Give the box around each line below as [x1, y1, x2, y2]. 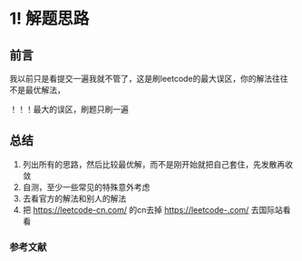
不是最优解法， [9, 85, 65, 95]
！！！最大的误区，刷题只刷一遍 [9, 104, 129, 115]
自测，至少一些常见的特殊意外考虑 [22, 181, 151, 192]
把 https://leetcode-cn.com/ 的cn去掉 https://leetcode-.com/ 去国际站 [22, 204, 284, 215]
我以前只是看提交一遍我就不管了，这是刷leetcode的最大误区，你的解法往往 [9, 74, 288, 84]
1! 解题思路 [9, 8, 90, 29]
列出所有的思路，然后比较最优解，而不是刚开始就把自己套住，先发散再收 [22, 158, 293, 169]
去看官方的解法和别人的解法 [22, 193, 127, 204]
